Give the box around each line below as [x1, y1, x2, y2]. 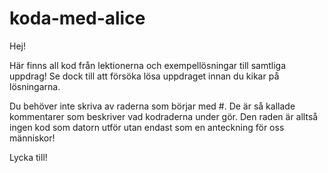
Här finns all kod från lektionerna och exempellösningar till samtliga [9, 59, 286, 71]
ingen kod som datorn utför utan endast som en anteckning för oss [9, 121, 285, 133]
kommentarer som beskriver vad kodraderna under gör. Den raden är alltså [9, 110, 319, 122]
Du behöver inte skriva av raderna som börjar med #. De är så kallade [9, 100, 296, 112]
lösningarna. [9, 80, 61, 92]
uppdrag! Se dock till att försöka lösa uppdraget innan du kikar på [9, 70, 280, 82]
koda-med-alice [9, 7, 146, 30]
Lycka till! [9, 151, 48, 163]
